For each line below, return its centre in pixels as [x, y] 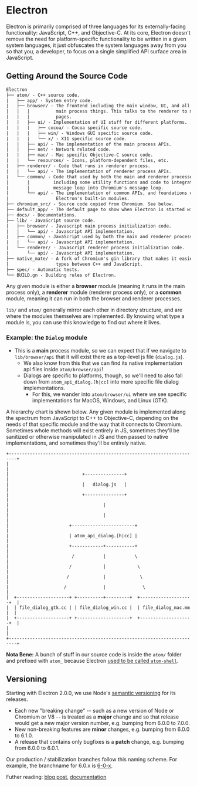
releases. [17, 699]
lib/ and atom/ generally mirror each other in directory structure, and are [94, 310]
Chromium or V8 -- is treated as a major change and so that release [97, 717]
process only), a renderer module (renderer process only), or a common [94, 292]
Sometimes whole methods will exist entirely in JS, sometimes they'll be [93, 430]
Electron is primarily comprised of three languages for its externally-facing [96, 26]
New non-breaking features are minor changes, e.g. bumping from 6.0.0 [102, 729]
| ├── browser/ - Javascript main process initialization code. [89, 226]
